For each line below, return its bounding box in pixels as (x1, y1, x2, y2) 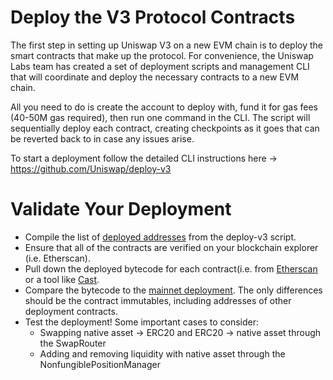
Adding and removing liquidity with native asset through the (39, 347, 286, 360)
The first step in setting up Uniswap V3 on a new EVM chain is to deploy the (10, 39, 324, 51)
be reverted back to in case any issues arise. (10, 132, 195, 145)
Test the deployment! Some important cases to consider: (24, 316, 259, 328)
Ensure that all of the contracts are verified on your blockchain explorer (24, 241, 319, 253)
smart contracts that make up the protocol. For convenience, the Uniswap (10, 49, 314, 61)
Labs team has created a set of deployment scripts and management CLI (10, 60, 310, 72)
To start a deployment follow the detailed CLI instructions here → (10, 152, 278, 164)
